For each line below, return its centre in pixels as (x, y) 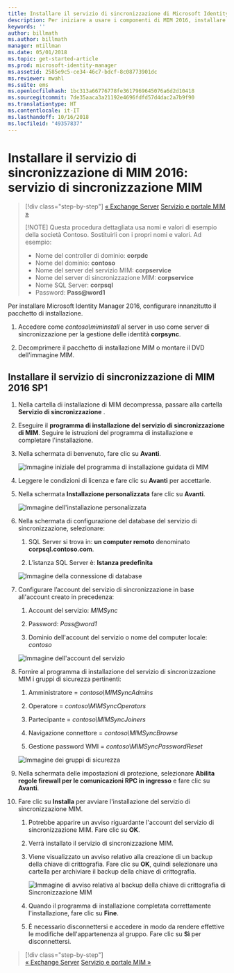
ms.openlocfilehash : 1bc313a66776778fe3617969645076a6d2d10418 (101, 91)
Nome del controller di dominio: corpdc (92, 256)
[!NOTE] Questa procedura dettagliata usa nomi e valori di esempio (121, 227)
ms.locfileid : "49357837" (45, 123)
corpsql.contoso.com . (61, 549)
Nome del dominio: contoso (75, 263)
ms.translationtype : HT (42, 104)
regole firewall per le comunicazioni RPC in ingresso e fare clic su (114, 781)
